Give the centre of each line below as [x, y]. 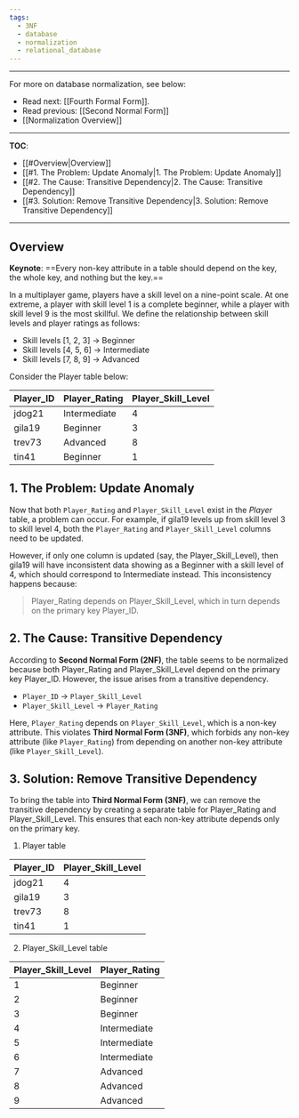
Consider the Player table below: [69, 376]
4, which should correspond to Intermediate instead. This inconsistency [141, 574]
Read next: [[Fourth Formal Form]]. [85, 101]
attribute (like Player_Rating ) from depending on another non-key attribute [146, 741]
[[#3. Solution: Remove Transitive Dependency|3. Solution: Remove [145, 201]
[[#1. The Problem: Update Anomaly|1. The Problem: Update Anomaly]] [152, 173]
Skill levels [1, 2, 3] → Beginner [78, 340]
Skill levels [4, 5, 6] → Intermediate [85, 350]
